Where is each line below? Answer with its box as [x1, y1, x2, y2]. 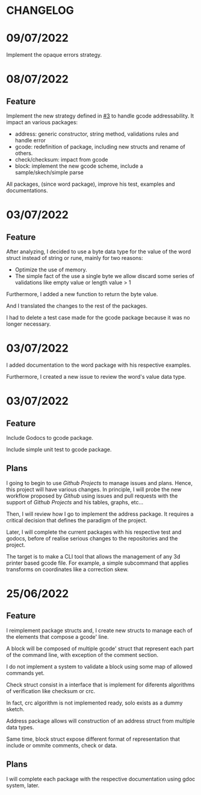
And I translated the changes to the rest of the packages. [6, 302, 147, 309]
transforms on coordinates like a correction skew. [6, 565, 129, 573]
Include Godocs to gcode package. [6, 434, 93, 442]
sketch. [6, 705, 25, 712]
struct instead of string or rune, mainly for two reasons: [6, 255, 143, 262]
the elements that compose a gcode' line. [6, 633, 110, 640]
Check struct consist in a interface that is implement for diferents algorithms [6, 681, 195, 688]
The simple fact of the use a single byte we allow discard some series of [14, 273, 194, 280]
